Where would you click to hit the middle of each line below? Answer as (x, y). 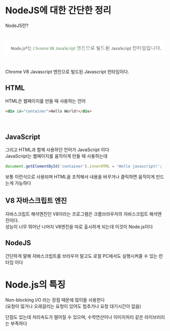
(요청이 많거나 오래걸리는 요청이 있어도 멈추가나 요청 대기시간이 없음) (73, 306)
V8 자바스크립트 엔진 (36, 201)
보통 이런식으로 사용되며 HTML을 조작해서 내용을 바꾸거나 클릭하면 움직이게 (80, 177)
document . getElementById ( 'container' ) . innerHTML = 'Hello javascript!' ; (84, 167)
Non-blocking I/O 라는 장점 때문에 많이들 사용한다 (55, 300)
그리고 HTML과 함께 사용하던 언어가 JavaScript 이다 (57, 150)
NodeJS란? (17, 25)
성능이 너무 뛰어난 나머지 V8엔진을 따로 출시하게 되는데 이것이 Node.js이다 (79, 227)
